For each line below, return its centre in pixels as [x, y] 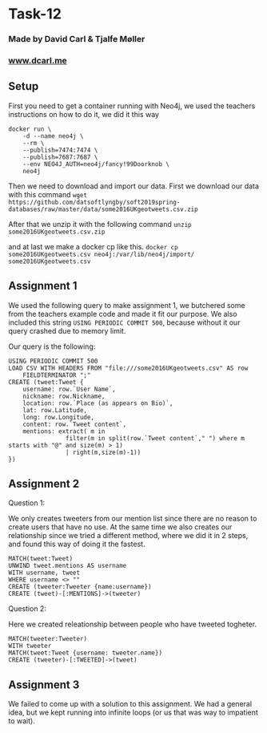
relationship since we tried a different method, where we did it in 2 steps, [128, 536]
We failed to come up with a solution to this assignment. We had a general [130, 704]
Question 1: [27, 503]
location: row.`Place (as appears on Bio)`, [98, 403]
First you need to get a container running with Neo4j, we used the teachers [132, 106]
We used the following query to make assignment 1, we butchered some [127, 305]
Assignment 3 [44, 684]
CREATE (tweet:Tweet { [46, 382]
